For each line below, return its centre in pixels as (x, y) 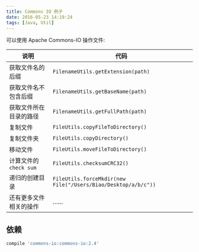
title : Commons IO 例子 (35, 12)
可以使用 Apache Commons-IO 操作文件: (56, 40)
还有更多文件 (27, 198)
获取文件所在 (27, 108)
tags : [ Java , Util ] (30, 22)
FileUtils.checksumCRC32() (91, 164)
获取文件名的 (27, 67)
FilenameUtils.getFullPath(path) (99, 112)
